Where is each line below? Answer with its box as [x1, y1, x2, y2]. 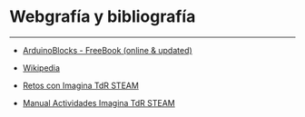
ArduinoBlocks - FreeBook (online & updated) [22, 44, 192, 55]
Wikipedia [22, 62, 61, 73]
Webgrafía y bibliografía [9, 6, 196, 27]
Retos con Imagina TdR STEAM [22, 80, 139, 91]
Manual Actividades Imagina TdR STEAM [22, 97, 175, 108]
